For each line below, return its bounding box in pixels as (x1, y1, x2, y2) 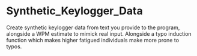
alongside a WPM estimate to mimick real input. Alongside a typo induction (6, 30, 192, 37)
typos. (6, 43, 22, 50)
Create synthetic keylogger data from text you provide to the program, (6, 24, 180, 31)
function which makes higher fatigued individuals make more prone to (6, 36, 179, 43)
